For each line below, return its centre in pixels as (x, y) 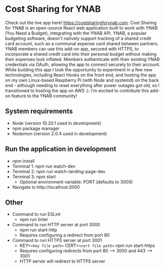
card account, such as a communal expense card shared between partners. (82, 43)
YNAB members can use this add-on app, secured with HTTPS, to (72, 49)
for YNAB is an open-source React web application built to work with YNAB (82, 28)
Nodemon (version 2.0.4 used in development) (60, 133)
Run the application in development (61, 149)
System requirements (39, 111)
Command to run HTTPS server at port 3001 (57, 240)
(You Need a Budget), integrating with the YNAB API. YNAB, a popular (76, 33)
